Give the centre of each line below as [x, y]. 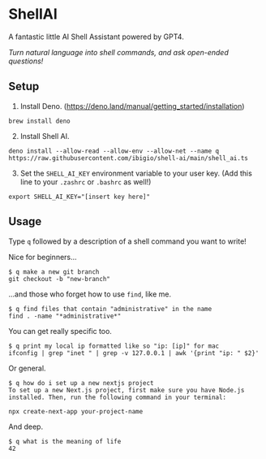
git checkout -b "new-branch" [60, 279]
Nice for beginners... [43, 257]
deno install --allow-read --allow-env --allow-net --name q [114, 151]
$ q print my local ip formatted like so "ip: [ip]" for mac [114, 346]
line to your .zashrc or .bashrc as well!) [86, 182]
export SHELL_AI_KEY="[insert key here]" [79, 197]
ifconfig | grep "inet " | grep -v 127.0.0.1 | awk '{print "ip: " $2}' [134, 353]
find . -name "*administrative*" [65, 316]
